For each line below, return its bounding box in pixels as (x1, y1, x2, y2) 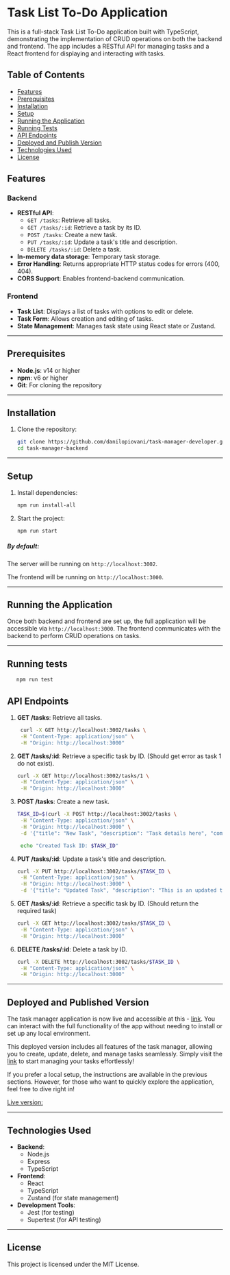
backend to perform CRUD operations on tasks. (7, 632, 142, 640)
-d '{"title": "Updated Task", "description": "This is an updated (20, 887, 217, 894)
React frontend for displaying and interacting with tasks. (7, 49, 166, 58)
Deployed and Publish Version (16, 138, 103, 147)
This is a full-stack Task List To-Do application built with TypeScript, (7, 27, 200, 36)
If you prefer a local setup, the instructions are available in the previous (7, 1071, 207, 1079)
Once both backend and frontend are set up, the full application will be (7, 617, 207, 625)
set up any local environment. (7, 1030, 91, 1038)
